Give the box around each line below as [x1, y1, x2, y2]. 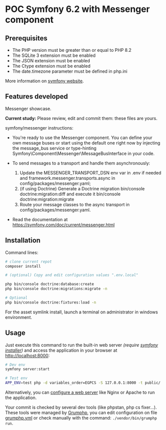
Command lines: [5, 249, 39, 255]
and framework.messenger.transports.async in [19, 175, 115, 181]
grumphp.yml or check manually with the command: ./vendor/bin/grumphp [5, 415, 157, 421]
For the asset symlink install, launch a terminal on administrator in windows [5, 309, 158, 315]
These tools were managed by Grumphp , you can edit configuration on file [5, 410, 158, 416]
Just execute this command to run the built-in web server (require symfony [5, 342, 159, 348]
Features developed [5, 92, 68, 101]
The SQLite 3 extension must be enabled [12, 52, 96, 58]
